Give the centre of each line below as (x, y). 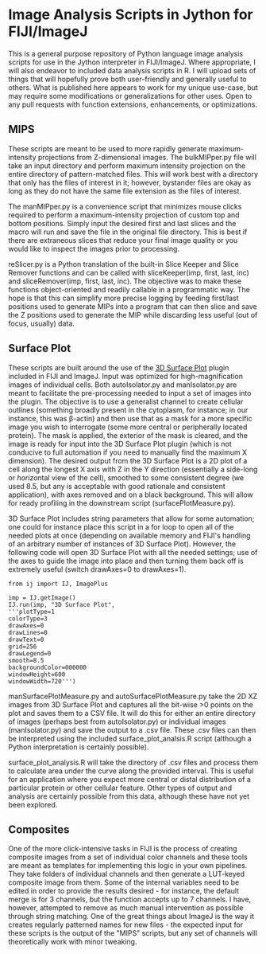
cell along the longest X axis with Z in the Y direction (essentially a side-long (133, 469)
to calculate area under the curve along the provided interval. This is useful (131, 771)
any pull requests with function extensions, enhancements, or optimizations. (133, 104)
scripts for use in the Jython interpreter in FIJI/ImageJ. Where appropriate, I (132, 62)
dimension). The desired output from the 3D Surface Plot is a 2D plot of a (128, 460)
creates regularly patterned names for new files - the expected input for (126, 925)
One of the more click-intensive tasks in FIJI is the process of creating (123, 849)
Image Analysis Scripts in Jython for (131, 15)
